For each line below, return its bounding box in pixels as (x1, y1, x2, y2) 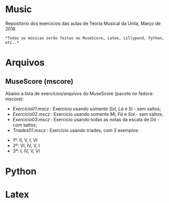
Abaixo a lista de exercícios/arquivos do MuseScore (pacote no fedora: (5, 90, 154, 96)
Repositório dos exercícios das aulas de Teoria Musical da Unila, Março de (5, 20, 161, 26)
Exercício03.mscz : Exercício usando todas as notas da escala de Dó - (12, 116, 160, 122)
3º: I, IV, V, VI (12, 148, 40, 154)
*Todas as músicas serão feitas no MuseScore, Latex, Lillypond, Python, (5, 36, 165, 41)
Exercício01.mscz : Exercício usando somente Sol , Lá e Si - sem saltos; (12, 106, 161, 112)
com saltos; (12, 122, 37, 128)
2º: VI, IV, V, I (12, 142, 40, 148)
